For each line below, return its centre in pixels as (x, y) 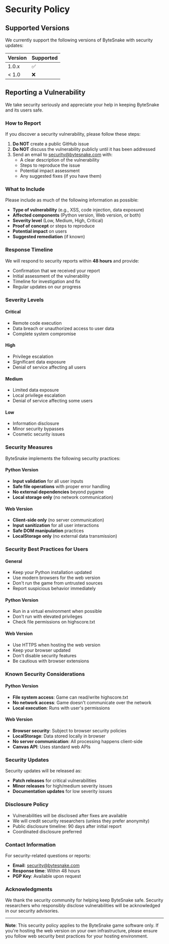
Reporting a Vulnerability (45, 93)
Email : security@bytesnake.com (46, 865)
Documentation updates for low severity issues (62, 792)
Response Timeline (29, 250)
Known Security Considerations (45, 674)
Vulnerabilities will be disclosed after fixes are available (70, 815)
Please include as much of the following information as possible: (72, 200)
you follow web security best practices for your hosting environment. (77, 936)
